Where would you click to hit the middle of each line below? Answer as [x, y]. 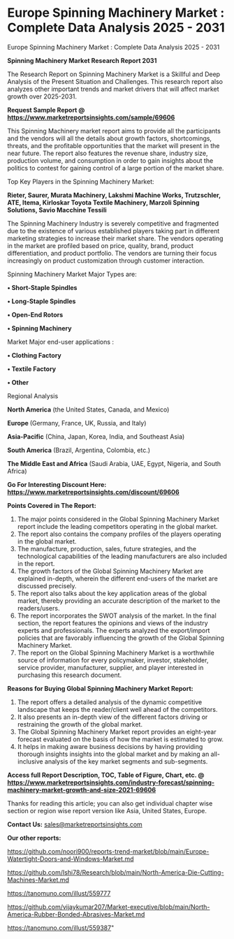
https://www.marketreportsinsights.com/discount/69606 [93, 492]
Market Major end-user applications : [60, 342]
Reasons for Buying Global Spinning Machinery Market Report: [100, 688]
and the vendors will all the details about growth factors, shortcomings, [109, 138]
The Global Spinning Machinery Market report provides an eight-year [117, 731]
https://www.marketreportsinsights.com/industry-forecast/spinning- [111, 782]
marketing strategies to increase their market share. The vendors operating [115, 238]
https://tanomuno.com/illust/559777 [59, 893]
